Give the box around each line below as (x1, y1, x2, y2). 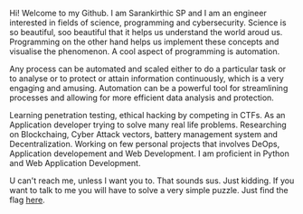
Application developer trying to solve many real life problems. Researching (9, 119, 287, 130)
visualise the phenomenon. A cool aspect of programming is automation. (9, 46, 280, 57)
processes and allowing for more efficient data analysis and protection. (9, 92, 274, 103)
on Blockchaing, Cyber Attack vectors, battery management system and (9, 129, 279, 139)
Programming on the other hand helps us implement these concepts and (9, 36, 279, 47)
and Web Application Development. (9, 158, 141, 168)
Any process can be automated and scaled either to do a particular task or (9, 63, 287, 74)
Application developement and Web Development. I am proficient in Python (9, 148, 289, 159)
